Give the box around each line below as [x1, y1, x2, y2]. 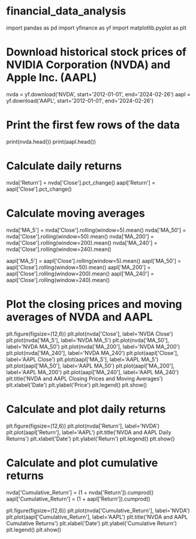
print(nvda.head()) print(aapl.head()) [6, 138, 97, 145]
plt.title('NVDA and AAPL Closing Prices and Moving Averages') [6, 375, 163, 382]
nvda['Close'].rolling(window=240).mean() [6, 245, 112, 253]
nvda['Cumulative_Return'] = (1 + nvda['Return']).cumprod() [6, 488, 154, 496]
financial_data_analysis [6, 4, 126, 18]
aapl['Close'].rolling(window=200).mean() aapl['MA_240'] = [6, 269, 155, 277]
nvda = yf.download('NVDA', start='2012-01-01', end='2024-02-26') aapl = [6, 90, 191, 97]
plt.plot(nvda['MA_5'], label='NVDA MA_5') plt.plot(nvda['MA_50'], [6, 336, 170, 343]
